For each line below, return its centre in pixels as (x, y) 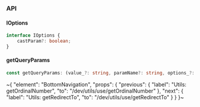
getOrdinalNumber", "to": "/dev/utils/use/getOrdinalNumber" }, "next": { (95, 91)
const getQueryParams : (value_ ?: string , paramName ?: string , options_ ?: (101, 73)
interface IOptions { (33, 35)
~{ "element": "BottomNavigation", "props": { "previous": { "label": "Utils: (96, 84)
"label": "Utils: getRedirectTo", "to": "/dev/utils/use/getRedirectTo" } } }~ (95, 97)
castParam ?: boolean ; (44, 41)
